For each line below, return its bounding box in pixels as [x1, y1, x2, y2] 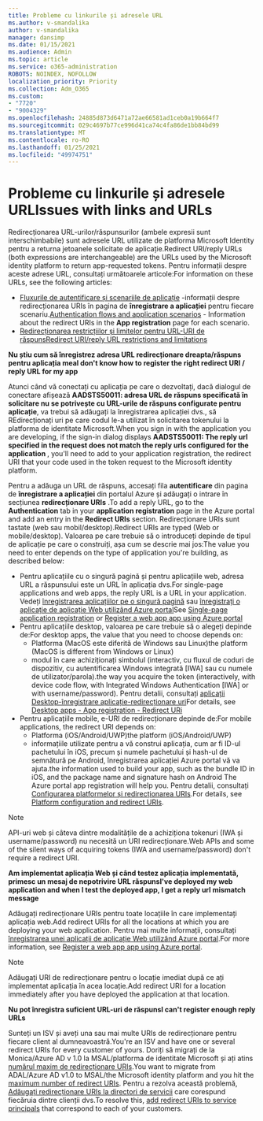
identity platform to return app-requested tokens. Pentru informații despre [8, 261, 247, 270]
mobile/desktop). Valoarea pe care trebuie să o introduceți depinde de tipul [8, 531, 251, 540]
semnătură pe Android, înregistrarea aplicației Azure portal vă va [31, 755, 241, 765]
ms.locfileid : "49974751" [8, 150, 93, 158]
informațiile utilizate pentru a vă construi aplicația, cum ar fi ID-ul [31, 739, 241, 748]
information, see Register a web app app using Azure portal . [8, 942, 203, 952]
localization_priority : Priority [8, 77, 118, 85]
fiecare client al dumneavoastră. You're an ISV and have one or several [8, 1037, 236, 1046]
